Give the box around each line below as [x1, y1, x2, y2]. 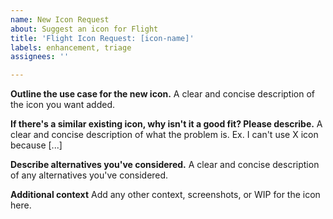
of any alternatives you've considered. [10, 169, 169, 181]
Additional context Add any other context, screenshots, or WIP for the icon [10, 189, 321, 201]
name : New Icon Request [10, 14, 110, 25]
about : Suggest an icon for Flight [10, 24, 159, 34]
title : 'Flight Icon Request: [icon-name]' [10, 33, 195, 43]
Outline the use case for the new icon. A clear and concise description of [10, 88, 315, 100]
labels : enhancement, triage [10, 42, 132, 53]
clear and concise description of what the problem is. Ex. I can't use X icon [10, 129, 319, 141]
